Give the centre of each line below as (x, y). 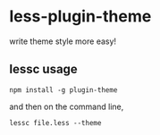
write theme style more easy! (63, 41)
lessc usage (43, 69)
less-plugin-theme (80, 17)
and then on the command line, (67, 106)
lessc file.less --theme (55, 122)
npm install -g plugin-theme (63, 90)
